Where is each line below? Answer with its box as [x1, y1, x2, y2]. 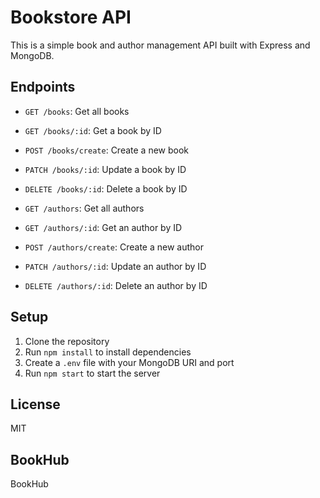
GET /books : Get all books [24, 105, 130, 117]
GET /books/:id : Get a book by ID [24, 124, 162, 136]
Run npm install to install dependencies [24, 346, 192, 358]
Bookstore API [10, 6, 132, 29]
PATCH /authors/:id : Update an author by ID [24, 260, 207, 272]
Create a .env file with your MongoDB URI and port [24, 356, 235, 368]
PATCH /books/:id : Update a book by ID [24, 163, 187, 175]
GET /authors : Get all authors [24, 202, 145, 214]
